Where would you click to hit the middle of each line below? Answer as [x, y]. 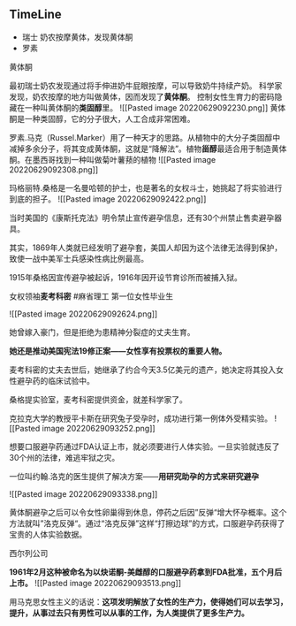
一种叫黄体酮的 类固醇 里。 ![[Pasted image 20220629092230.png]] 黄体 [155, 107]
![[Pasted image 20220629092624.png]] [83, 314]
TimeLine [35, 15]
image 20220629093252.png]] [99, 428]
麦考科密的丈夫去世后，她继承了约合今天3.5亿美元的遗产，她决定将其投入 [143, 370]
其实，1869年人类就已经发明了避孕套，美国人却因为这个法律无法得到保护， [146, 248]
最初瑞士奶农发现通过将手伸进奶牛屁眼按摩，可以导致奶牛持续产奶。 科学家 [146, 85]
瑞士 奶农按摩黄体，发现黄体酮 [77, 37]
